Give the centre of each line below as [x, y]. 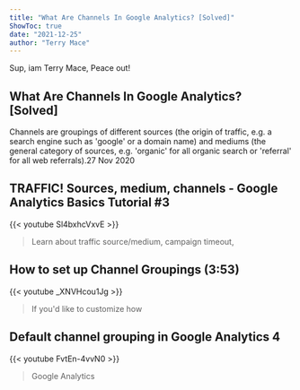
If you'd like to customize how [87, 308]
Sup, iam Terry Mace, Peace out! [70, 68]
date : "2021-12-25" [46, 34]
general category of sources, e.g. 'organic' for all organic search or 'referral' [150, 151]
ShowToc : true [36, 26]
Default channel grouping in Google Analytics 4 [145, 337]
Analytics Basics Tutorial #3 [90, 203]
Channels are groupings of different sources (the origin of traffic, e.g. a [141, 132]
